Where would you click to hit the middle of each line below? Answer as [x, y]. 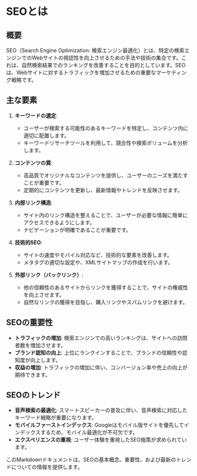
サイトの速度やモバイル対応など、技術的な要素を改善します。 [98, 255]
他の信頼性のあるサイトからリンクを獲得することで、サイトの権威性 [106, 287]
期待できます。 [33, 375]
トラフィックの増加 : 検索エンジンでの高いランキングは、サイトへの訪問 [101, 338]
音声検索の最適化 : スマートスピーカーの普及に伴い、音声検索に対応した [101, 411]
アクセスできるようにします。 [59, 222]
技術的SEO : [29, 242]
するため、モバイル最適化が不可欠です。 [89, 432]
